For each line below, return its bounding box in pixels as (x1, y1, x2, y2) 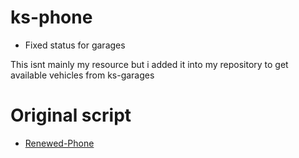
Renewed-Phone (24, 137, 95, 149)
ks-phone (10, 6, 93, 29)
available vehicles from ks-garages (10, 69, 155, 81)
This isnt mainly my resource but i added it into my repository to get (10, 58, 289, 70)
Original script (10, 104, 132, 127)
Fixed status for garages (24, 39, 126, 51)
